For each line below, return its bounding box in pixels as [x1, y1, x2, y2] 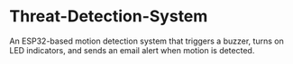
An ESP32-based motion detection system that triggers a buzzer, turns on [9, 36, 284, 46]
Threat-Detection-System [9, 6, 208, 27]
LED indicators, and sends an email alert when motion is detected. [9, 44, 255, 55]
